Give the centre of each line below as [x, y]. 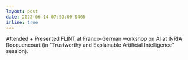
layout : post [22, 11]
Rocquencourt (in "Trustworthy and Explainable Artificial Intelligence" [90, 45]
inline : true [22, 22]
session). [17, 51]
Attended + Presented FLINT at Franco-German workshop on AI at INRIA [94, 39]
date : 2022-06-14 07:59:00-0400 [46, 17]
